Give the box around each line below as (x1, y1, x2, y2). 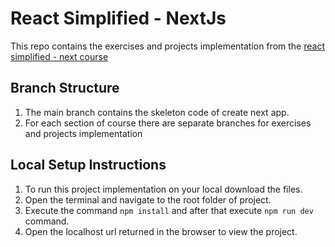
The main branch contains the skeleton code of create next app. (24, 106, 290, 118)
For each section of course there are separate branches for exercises (24, 117, 312, 129)
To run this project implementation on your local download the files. (24, 183, 303, 195)
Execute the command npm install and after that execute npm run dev (24, 204, 314, 216)
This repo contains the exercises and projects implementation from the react (10, 40, 325, 52)
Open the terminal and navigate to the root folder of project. (24, 193, 272, 206)
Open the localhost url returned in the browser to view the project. (24, 225, 298, 237)
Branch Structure (10, 80, 120, 97)
